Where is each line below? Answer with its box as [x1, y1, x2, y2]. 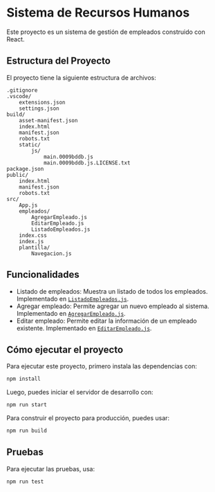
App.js [19, 202, 38, 209]
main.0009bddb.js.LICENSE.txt [43, 159, 131, 167]
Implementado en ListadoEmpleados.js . [16, 294, 129, 303]
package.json [6, 165, 44, 172]
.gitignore [6, 86, 38, 94]
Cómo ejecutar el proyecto [6, 343, 124, 355]
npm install [6, 375, 41, 383]
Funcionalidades [6, 269, 80, 281]
